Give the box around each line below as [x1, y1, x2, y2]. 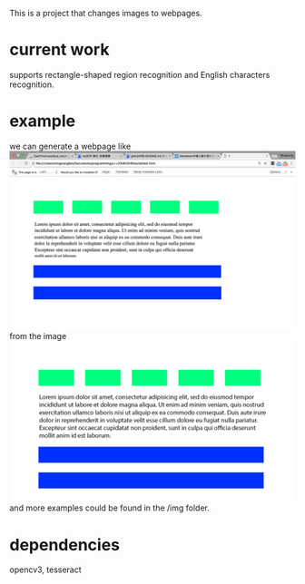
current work [9, 40, 110, 60]
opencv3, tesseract [9, 564, 82, 575]
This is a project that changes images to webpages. [9, 8, 202, 18]
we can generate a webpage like [9, 141, 132, 151]
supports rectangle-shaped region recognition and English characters [9, 69, 271, 80]
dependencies [9, 534, 121, 555]
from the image [9, 330, 67, 341]
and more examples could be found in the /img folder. [9, 502, 211, 513]
